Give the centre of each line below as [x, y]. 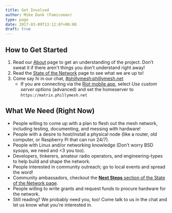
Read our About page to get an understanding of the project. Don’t [83, 62]
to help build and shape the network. [52, 161]
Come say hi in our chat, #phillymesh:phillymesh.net [68, 78]
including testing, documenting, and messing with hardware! [77, 129]
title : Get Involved [27, 10]
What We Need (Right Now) [50, 111]
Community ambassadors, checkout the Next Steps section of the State [89, 178]
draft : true [18, 29]
